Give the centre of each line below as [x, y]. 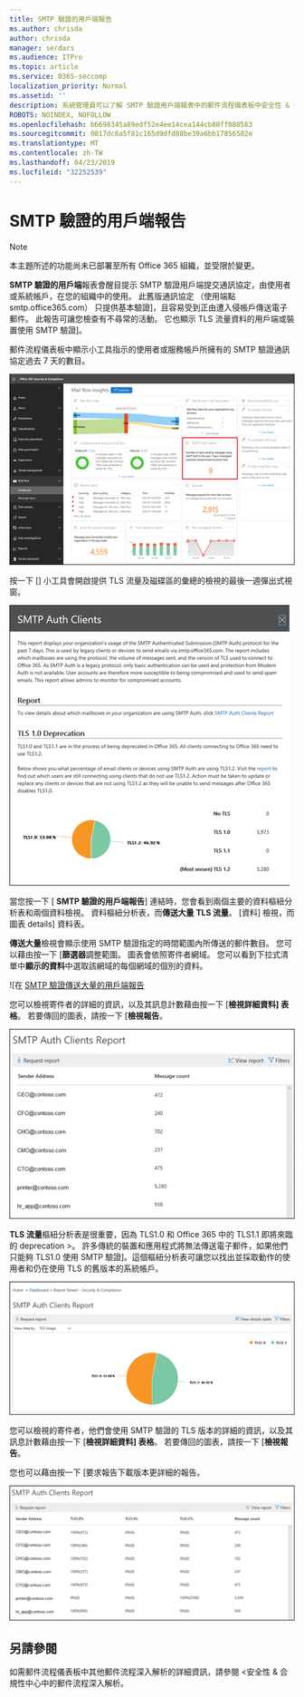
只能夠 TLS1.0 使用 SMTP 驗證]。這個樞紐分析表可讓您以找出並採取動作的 [146, 1257]
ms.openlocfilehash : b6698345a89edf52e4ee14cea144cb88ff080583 [131, 124]
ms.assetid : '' [38, 95]
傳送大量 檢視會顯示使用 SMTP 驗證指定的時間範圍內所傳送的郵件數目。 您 [147, 944]
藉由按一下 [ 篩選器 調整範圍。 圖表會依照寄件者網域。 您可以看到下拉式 [148, 955]
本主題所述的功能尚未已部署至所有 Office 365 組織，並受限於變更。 [134, 265]
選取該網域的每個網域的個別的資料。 [140, 966]
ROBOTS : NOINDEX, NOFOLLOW [60, 115]
